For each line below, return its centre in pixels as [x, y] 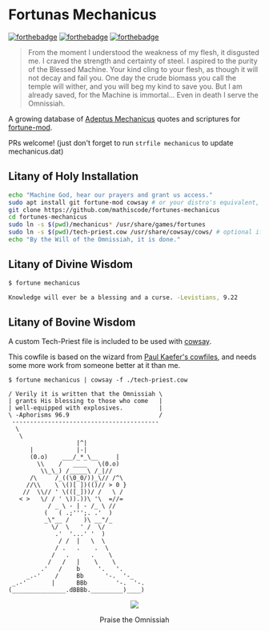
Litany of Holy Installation [73, 176]
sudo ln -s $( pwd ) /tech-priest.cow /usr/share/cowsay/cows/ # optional [130, 232]
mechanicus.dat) [36, 151]
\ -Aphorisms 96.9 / [85, 415]
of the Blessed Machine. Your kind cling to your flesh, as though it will [143, 69]
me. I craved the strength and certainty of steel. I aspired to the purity [143, 61]
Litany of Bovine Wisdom [72, 322]
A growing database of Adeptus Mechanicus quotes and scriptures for [124, 118]
